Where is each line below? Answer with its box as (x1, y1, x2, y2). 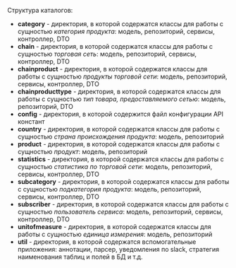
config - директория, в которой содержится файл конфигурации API (17, 110, 224, 118)
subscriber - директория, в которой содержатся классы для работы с (17, 200, 229, 208)
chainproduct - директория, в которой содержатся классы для (17, 65, 208, 73)
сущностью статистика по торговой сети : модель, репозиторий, (17, 163, 213, 170)
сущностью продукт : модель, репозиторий (17, 148, 148, 156)
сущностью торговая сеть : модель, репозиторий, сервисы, (17, 49, 197, 58)
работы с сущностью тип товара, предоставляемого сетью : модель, (17, 95, 226, 103)
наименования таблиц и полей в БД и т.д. (17, 252, 143, 261)
